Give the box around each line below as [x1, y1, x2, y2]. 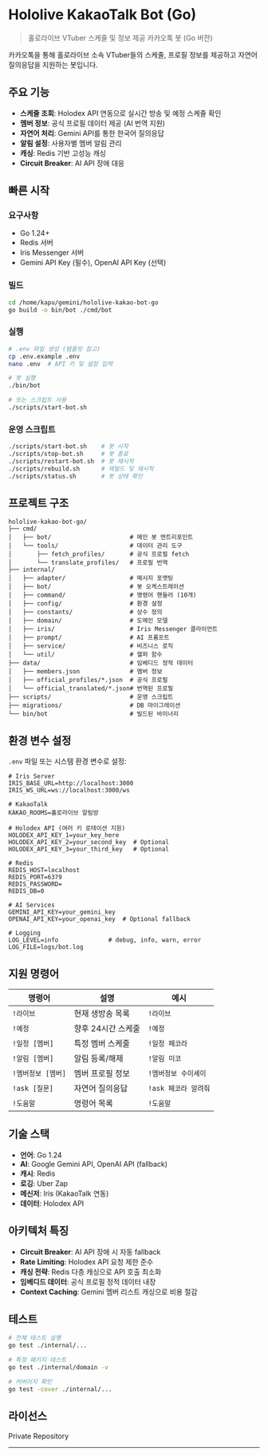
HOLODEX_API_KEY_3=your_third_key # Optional [8, 845, 170, 854]
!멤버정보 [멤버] [12, 1069, 66, 1078]
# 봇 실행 [8, 374, 36, 383]
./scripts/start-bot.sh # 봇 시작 [8, 442, 129, 450]
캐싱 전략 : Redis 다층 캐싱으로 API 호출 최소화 [19, 1267, 162, 1276]
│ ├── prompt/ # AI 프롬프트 [8, 633, 170, 642]
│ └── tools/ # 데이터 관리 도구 [8, 542, 183, 550]
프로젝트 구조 [8, 496, 69, 510]
